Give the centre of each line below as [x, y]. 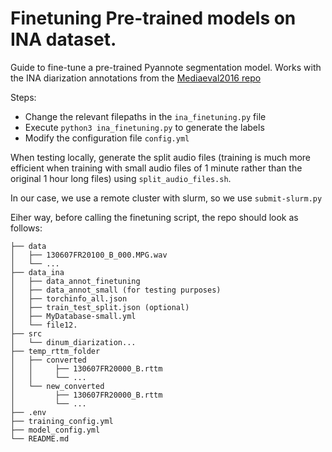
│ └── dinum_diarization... [73, 342]
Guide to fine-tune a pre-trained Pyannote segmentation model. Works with [166, 67]
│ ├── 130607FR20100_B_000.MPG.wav [89, 255]
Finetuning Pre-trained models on [153, 18]
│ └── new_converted [57, 386]
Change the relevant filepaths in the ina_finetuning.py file [145, 116]
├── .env [28, 412]
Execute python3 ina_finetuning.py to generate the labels [144, 127]
